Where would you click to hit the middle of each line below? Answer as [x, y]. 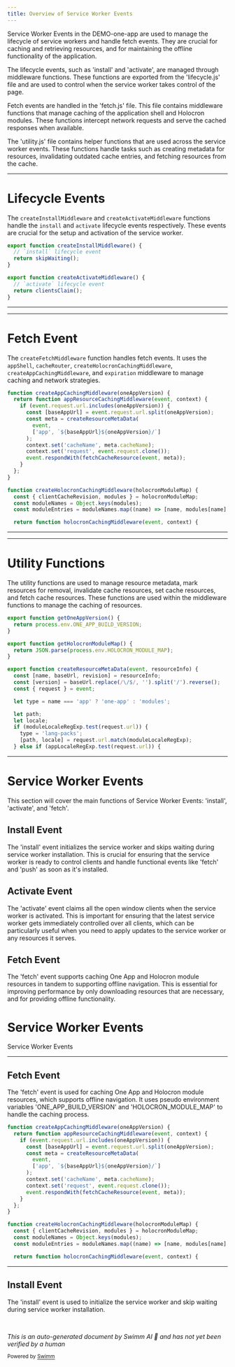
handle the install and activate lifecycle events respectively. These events [117, 225]
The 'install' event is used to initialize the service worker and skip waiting [112, 1302]
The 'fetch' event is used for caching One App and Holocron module [106, 1092]
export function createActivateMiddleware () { [76, 278]
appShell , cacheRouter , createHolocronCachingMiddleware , [90, 365]
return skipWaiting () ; [47, 259]
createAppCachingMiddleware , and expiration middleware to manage [106, 372]
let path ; [28, 714]
